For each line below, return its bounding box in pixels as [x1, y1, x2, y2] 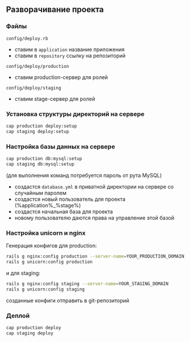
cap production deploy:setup [6, 123, 77, 129]
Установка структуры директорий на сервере [6, 110, 145, 118]
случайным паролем [14, 189, 67, 196]
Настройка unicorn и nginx [6, 228, 86, 237]
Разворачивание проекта [6, 5, 104, 15]
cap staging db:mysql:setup [6, 161, 75, 167]
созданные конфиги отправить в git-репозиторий [6, 297, 130, 304]
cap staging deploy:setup [6, 128, 69, 134]
